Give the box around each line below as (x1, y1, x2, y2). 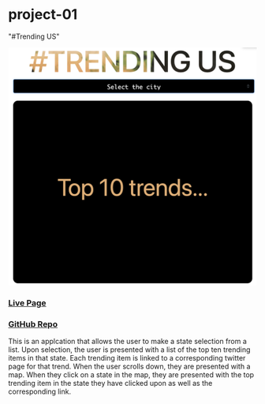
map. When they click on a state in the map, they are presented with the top (8, 370, 255, 380)
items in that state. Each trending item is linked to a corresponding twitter (8, 353, 246, 362)
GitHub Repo (8, 318, 58, 329)
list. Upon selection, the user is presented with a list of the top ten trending (8, 345, 251, 354)
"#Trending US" (8, 32, 60, 41)
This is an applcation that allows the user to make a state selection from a (8, 337, 247, 346)
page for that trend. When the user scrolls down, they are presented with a (8, 361, 251, 371)
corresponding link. (8, 387, 72, 396)
